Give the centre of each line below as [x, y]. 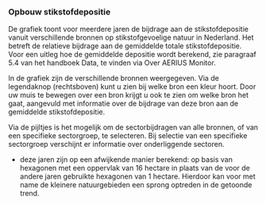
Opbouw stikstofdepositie [60, 12]
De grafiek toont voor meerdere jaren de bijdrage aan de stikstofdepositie [128, 29]
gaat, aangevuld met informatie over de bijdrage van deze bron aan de [123, 104]
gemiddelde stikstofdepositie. [57, 112]
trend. [29, 194]
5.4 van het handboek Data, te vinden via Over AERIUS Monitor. [112, 63]
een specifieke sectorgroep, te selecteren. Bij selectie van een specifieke [128, 136]
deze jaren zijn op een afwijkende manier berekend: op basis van [126, 160]
